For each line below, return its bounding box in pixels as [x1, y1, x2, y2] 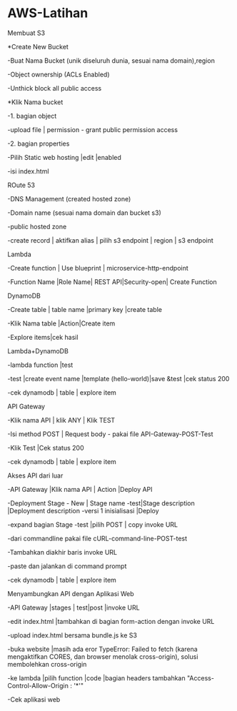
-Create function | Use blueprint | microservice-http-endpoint [7, 263, 189, 272]
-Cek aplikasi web [7, 695, 61, 704]
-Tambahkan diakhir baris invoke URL [7, 548, 118, 556]
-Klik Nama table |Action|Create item [7, 319, 116, 328]
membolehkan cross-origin [7, 660, 87, 668]
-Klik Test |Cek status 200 [7, 443, 84, 452]
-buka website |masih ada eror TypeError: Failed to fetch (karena [7, 645, 198, 653]
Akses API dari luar [7, 471, 64, 480]
